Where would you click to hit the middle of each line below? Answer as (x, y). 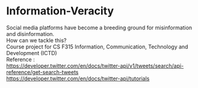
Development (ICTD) (32, 53)
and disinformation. (30, 34)
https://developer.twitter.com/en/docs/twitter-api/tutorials (78, 78)
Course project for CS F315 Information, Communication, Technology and (97, 47)
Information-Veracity (60, 11)
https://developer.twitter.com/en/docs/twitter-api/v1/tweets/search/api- (95, 66)
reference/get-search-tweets (42, 72)
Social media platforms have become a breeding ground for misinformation (99, 28)
